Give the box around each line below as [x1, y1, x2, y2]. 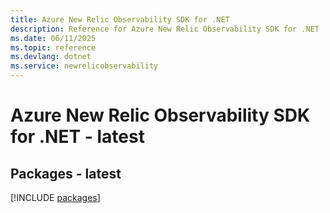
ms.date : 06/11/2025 [10, 33, 97, 43]
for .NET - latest [10, 126, 145, 148]
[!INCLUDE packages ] [10, 192, 101, 203]
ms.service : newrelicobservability [10, 61, 159, 71]
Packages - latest [10, 165, 122, 182]
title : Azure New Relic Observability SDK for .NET [10, 14, 230, 25]
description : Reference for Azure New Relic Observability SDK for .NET [10, 24, 320, 34]
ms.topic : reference [10, 42, 97, 53]
